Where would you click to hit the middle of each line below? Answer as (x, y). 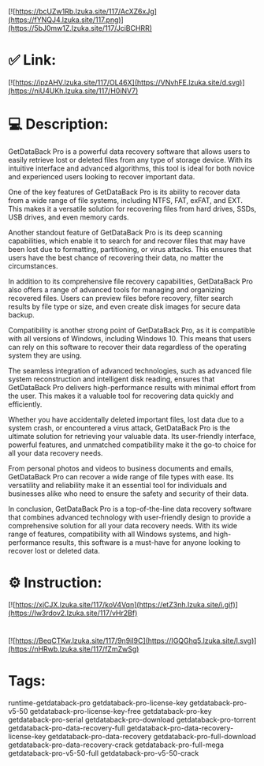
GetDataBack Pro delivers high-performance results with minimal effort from (132, 387)
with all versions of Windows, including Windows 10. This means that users (130, 338)
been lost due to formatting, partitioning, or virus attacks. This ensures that (130, 249)
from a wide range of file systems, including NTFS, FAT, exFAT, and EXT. (125, 200)
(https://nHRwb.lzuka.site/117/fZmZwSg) (74, 649)
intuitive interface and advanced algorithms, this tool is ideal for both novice (131, 168)
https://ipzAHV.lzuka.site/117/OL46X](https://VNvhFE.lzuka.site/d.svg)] (130, 82)
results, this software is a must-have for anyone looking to (147, 542)
